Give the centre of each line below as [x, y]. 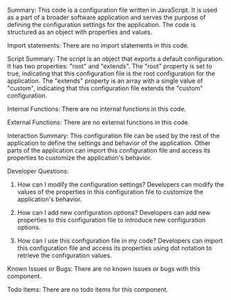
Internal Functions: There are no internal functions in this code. [97, 109]
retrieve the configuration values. [64, 255]
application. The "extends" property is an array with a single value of [105, 81]
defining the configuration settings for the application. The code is [101, 25]
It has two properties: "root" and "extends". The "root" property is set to [110, 66]
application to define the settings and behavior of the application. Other [109, 143]
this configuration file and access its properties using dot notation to [114, 248]
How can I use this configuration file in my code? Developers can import [120, 241]
